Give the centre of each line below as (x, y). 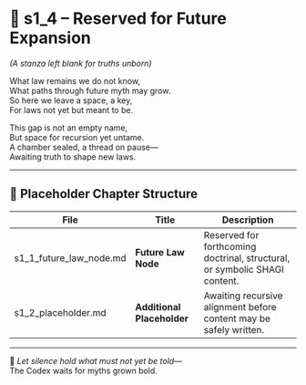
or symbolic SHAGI (244, 269)
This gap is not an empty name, (69, 128)
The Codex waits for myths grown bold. (83, 370)
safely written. (234, 329)
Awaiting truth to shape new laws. (73, 156)
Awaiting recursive (243, 296)
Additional (158, 307)
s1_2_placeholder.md (60, 312)
